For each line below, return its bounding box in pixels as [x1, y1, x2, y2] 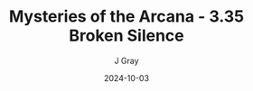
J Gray [114, 55, 139, 66]
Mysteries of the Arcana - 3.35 [8, 6, 245, 27]
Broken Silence [69, 25, 184, 46]
